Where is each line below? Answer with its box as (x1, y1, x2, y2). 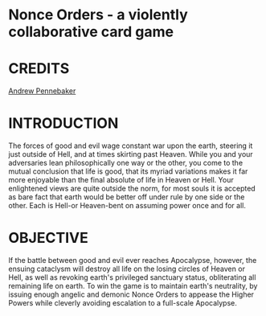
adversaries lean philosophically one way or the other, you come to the (8, 158, 243, 168)
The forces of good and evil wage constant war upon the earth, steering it (8, 141, 253, 150)
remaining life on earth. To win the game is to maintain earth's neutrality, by (8, 281, 258, 290)
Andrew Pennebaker (8, 86, 76, 96)
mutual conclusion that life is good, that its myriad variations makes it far (8, 166, 248, 176)
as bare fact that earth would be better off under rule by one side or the (8, 192, 245, 202)
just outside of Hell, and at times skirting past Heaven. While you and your (8, 150, 253, 159)
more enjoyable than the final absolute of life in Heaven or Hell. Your (8, 175, 235, 185)
